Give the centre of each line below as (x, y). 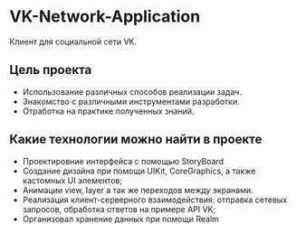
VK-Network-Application (105, 17)
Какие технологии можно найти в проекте (136, 140)
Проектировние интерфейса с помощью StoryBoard (123, 161)
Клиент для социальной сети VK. (73, 42)
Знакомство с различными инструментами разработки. (131, 101)
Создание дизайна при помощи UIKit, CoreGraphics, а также (139, 171)
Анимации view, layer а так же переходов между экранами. (138, 190)
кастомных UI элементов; (72, 180)
